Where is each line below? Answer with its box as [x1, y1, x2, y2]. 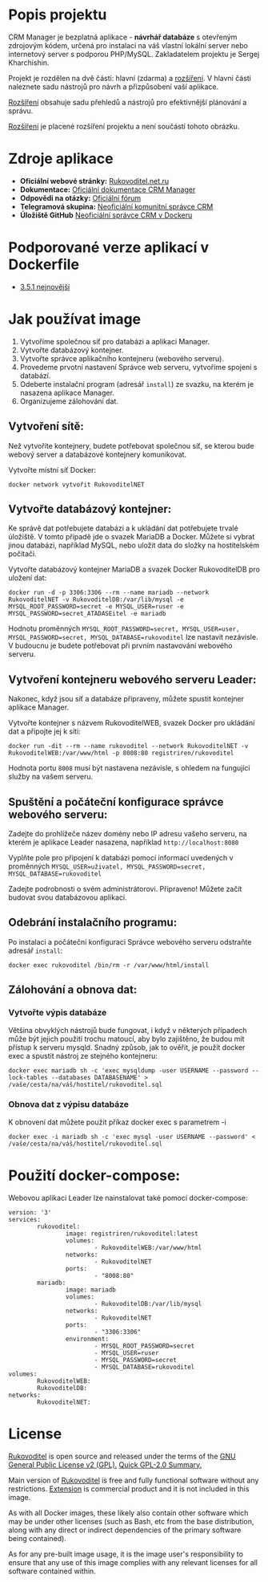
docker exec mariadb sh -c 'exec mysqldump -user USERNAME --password [8, 1066, 249, 1075]
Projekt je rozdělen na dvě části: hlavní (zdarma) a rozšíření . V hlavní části [8, 73, 252, 83]
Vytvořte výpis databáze [8, 1007, 107, 1019]
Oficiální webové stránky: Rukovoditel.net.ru [19, 176, 170, 185]
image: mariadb [65, 1286, 116, 1294]
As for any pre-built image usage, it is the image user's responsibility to [8, 1549, 244, 1559]
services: [8, 1215, 42, 1223]
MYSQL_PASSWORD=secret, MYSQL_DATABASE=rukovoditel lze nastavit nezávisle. [8, 632, 258, 642]
